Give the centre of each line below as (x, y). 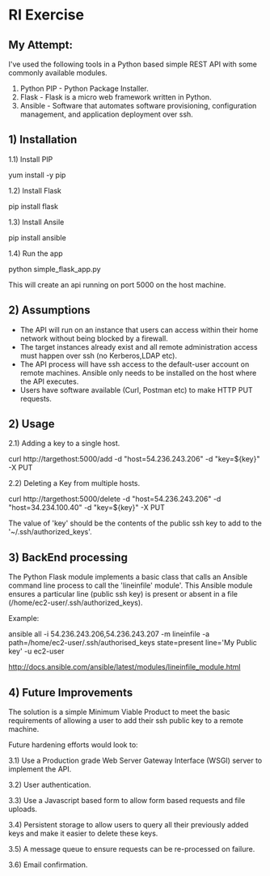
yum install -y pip (37, 175)
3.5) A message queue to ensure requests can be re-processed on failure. (132, 849)
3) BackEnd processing (68, 557)
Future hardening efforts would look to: (74, 745)
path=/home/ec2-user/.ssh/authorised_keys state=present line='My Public (133, 643)
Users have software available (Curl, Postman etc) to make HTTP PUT (136, 389)
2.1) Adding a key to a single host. (64, 444)
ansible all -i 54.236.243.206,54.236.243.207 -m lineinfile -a (109, 634)
